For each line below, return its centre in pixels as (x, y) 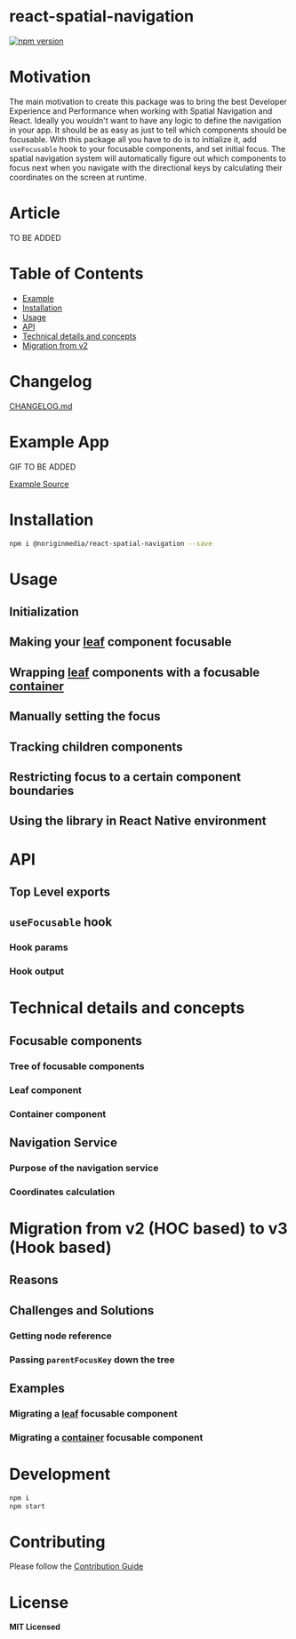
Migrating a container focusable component (106, 1437)
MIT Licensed (35, 1627)
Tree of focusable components (77, 1066)
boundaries (42, 790)
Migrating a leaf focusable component (93, 1413)
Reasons (34, 1280)
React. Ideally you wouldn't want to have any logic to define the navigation (145, 120)
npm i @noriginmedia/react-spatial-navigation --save (111, 543)
